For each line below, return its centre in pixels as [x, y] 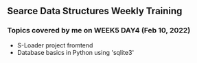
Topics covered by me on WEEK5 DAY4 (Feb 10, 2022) [99, 30]
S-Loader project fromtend [55, 45]
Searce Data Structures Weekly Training [95, 11]
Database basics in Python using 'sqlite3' [76, 52]
